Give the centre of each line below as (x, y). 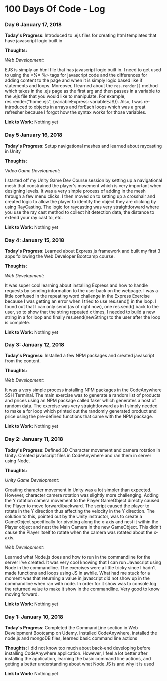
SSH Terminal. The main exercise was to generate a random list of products (83, 395)
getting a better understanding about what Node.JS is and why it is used (80, 664)
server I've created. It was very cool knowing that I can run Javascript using (83, 562)
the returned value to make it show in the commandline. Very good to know (82, 589)
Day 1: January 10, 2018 (34, 617)
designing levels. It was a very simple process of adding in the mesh (75, 191)
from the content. (23, 361)
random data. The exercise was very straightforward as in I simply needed (82, 406)
